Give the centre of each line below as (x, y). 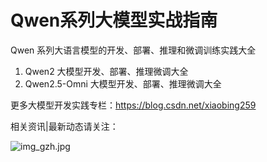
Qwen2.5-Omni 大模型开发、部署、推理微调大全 (123, 83)
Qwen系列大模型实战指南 (114, 20)
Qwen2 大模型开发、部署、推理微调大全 (106, 71)
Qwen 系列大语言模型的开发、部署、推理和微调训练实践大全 (133, 50)
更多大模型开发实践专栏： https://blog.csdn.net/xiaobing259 (133, 105)
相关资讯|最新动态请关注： (64, 126)
